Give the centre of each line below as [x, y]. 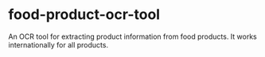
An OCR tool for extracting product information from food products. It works [132, 36]
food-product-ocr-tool [84, 15]
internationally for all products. [58, 44]
